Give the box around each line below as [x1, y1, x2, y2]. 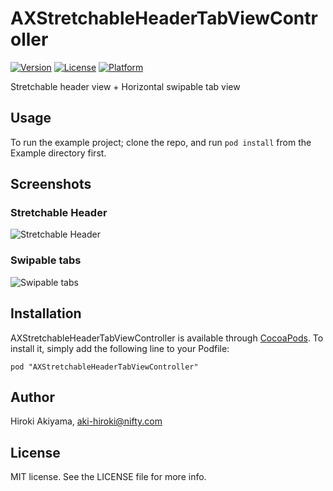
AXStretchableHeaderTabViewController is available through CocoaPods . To [10, 332, 324, 344]
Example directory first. [10, 147, 107, 159]
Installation [10, 305, 82, 322]
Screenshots [10, 176, 92, 193]
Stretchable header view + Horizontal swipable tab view [10, 80, 241, 92]
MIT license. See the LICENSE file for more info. [10, 471, 207, 483]
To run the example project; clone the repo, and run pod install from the [10, 136, 312, 148]
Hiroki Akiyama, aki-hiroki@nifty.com [10, 415, 163, 427]
